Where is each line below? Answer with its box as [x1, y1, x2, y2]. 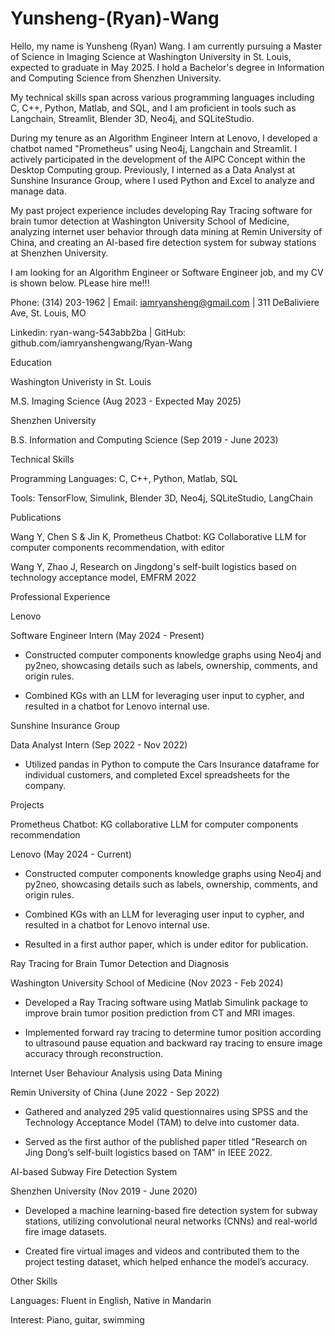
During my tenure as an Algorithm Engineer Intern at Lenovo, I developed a [10, 132, 318, 144]
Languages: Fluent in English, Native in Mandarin [10, 1294, 212, 1306]
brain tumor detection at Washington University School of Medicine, [10, 215, 290, 227]
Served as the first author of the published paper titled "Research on [24, 1135, 308, 1147]
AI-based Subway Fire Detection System [10, 1165, 178, 1177]
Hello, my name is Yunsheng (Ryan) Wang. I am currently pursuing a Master [10, 40, 323, 52]
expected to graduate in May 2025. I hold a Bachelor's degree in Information [10, 61, 325, 73]
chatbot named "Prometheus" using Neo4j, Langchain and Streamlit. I [10, 142, 298, 154]
